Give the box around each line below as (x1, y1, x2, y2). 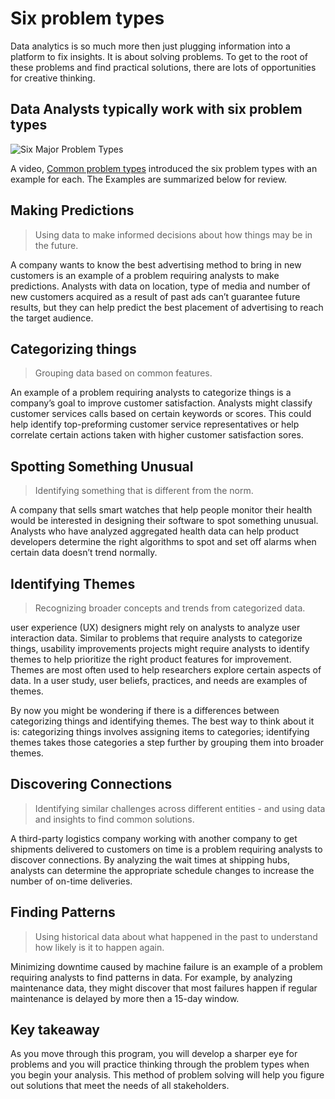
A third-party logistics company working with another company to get (10, 832, 298, 844)
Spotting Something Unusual (10, 458, 194, 475)
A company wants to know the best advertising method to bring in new (10, 258, 302, 271)
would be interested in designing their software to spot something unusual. (10, 515, 319, 527)
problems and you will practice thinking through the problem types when (10, 1058, 310, 1071)
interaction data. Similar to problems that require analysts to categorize (10, 632, 303, 644)
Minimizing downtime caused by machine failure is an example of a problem (10, 960, 323, 972)
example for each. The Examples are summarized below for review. (10, 173, 288, 185)
